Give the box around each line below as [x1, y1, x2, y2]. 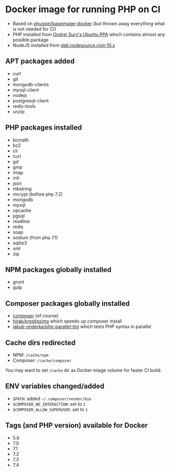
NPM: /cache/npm [12, 352, 49, 358]
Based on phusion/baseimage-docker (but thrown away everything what [12, 20, 165, 27]
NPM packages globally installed [5, 265, 112, 274]
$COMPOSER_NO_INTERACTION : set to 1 [12, 401, 86, 407]
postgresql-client [12, 97, 49, 104]
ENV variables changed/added [5, 382, 104, 391]
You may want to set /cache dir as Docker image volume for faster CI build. [5, 367, 162, 373]
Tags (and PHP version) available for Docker [5, 421, 148, 430]
